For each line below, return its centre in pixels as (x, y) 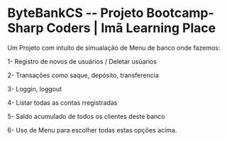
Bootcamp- (180, 13)
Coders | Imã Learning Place (131, 28)
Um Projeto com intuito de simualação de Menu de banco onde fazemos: (114, 47)
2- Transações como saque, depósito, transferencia (83, 75)
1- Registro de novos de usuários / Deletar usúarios (82, 61)
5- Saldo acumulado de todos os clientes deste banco (86, 116)
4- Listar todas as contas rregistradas (62, 102)
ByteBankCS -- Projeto (76, 13)
